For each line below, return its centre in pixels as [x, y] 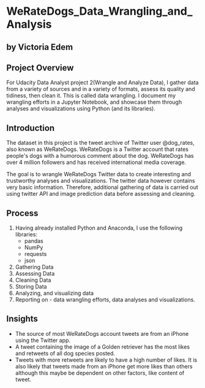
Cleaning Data [33, 280]
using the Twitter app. [43, 340]
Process [22, 213]
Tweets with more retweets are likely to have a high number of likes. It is [106, 360]
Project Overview [40, 68]
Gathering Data [34, 267]
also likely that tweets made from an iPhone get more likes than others [104, 366]
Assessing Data [35, 274]
